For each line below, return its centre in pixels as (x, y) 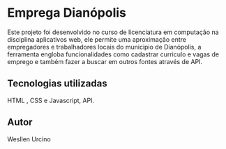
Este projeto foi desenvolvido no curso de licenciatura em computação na (113, 32)
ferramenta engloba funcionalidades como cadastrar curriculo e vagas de (113, 54)
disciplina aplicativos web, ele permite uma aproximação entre (97, 39)
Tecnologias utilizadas (57, 84)
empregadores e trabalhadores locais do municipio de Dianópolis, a (104, 47)
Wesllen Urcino (29, 139)
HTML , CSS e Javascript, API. (51, 100)
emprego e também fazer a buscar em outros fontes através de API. (105, 61)
